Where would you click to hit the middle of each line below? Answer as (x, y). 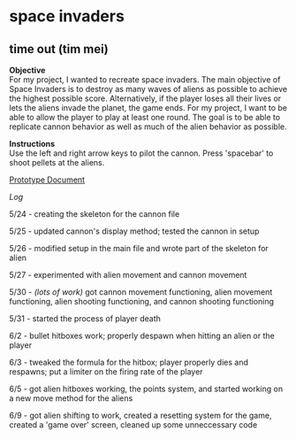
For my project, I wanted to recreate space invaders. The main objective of (145, 80)
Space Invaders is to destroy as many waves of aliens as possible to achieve (148, 89)
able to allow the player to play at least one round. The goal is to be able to (145, 117)
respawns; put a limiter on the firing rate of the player (106, 372)
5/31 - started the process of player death (85, 319)
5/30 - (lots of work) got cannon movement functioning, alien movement (141, 292)
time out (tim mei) (59, 49)
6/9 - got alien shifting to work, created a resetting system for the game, (140, 415)
